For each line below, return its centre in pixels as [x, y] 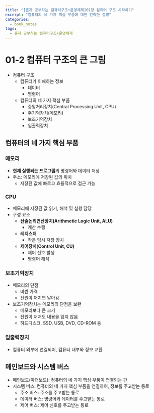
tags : [11, 29]
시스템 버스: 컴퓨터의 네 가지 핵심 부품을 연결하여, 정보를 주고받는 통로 [81, 386]
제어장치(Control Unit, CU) [47, 246]
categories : [18, 19]
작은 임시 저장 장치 [46, 240]
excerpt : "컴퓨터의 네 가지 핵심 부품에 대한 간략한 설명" [58, 15]
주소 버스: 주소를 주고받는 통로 [50, 393]
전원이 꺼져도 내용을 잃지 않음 [49, 317]
